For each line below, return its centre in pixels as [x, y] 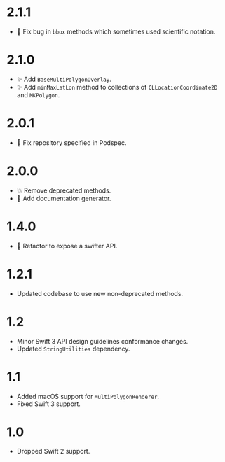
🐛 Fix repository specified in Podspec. [71, 142]
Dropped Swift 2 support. [53, 451]
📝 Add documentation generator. [64, 198]
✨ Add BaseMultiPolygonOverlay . [64, 79]
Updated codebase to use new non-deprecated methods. [100, 293]
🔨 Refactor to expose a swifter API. [67, 246]
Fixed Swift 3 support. [49, 404]
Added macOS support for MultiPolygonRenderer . [88, 396]
